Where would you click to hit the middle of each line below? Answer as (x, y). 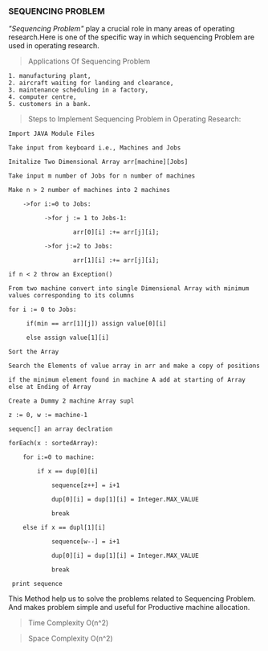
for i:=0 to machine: (59, 457)
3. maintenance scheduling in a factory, (79, 90)
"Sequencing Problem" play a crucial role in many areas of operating (122, 29)
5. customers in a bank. (50, 104)
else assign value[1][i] (68, 338)
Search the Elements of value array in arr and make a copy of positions (134, 366)
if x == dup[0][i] (68, 472)
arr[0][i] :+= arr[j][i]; (116, 232)
